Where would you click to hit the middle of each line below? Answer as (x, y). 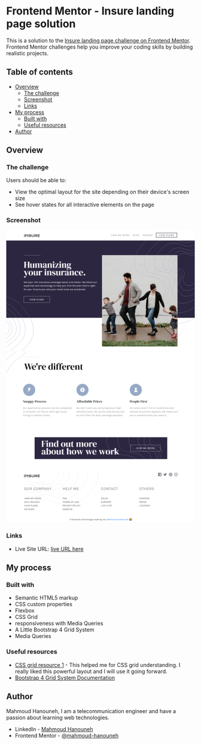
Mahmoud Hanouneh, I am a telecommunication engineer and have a (91, 711)
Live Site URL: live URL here (49, 549)
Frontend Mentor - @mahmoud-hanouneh (66, 735)
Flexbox (25, 610)
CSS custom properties (44, 604)
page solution (41, 24)
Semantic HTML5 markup (46, 598)
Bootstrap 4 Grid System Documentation (65, 678)
